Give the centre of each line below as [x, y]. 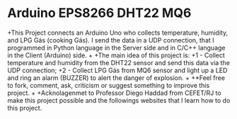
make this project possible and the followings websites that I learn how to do [119, 100]
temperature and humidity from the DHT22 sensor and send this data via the [118, 62]
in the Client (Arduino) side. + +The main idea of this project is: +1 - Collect [116, 55]
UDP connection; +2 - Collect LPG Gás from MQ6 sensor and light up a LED [117, 70]
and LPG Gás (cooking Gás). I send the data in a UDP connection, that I [111, 40]
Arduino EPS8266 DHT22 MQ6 [99, 13]
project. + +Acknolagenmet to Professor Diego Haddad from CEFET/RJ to [114, 93]
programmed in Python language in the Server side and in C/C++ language [116, 47]
